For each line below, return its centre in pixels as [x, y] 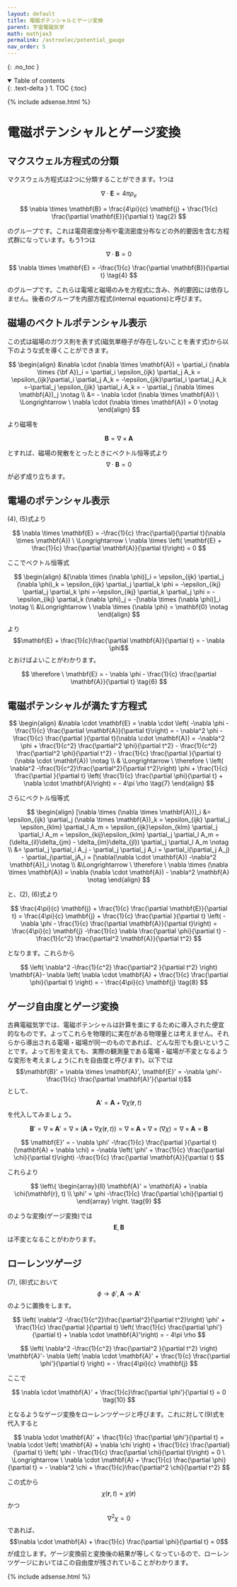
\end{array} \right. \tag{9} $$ [119, 1201]
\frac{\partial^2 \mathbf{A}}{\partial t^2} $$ [138, 939]
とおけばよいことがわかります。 [54, 660]
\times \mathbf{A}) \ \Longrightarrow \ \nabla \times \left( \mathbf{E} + [119, 541]
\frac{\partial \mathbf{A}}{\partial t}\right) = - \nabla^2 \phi [133, 731]
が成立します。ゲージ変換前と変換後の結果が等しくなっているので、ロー [112, 1553]
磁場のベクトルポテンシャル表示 [77, 323]
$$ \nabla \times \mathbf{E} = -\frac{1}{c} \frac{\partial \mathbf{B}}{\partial [119, 267]
